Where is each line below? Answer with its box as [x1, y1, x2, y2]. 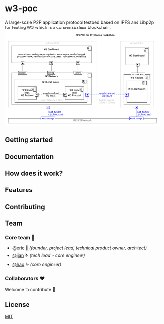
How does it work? [5, 169, 63, 177]
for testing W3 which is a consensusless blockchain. [5, 24, 111, 30]
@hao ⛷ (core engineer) [12, 261, 62, 268]
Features [5, 186, 33, 194]
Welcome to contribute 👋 [5, 286, 55, 292]
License [5, 300, 30, 309]
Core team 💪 [5, 234, 35, 241]
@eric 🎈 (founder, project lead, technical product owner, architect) [12, 245, 147, 251]
